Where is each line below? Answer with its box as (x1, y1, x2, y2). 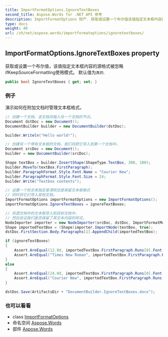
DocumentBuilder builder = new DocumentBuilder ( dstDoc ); (5, 124, 126, 129)
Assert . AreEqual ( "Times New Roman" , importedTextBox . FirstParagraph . (14, 252, 162, 257)
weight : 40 (5, 26, 28, 31)
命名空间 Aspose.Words (12, 320, 61, 326)
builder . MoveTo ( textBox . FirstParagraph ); (5, 165, 93, 170)
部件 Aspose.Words (12, 326, 53, 332)
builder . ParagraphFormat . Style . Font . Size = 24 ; (5, 174, 106, 179)
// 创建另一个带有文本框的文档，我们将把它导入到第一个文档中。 (5, 142, 120, 147)
